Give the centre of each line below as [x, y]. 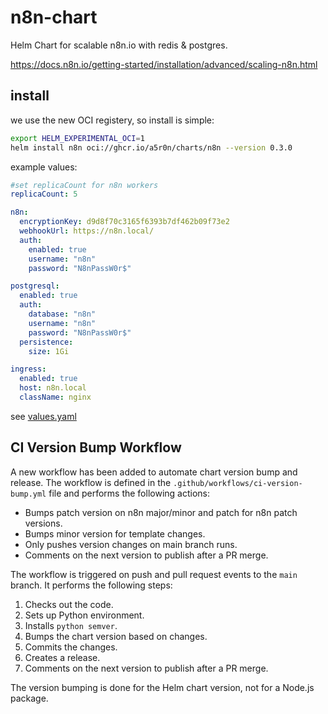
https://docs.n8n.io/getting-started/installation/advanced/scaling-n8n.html [164, 64]
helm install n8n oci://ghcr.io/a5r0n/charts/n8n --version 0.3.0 [151, 147]
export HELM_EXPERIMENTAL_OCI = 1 [77, 138]
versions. [43, 523]
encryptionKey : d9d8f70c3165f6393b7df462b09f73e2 [124, 222]
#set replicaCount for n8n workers [84, 185]
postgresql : [35, 286]
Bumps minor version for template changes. [115, 533]
